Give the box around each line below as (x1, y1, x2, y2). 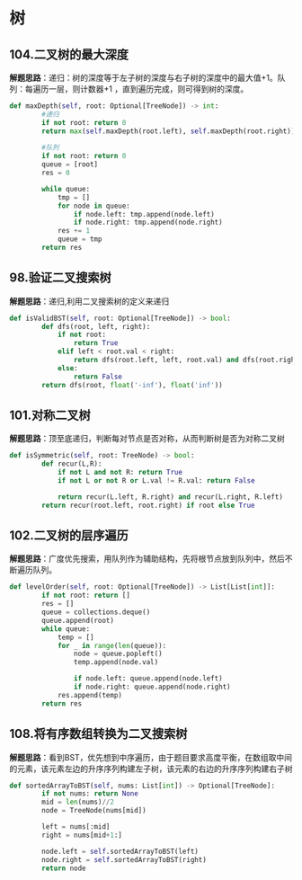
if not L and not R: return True (57, 468, 182, 477)
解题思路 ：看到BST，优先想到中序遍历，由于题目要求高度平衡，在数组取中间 (9, 751, 293, 762)
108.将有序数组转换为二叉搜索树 (9, 726, 188, 742)
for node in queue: (57, 201, 130, 210)
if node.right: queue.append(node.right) (73, 682, 231, 692)
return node (41, 864, 87, 873)
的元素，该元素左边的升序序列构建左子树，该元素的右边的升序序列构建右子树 (9, 763, 293, 774)
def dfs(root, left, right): (41, 322, 151, 331)
